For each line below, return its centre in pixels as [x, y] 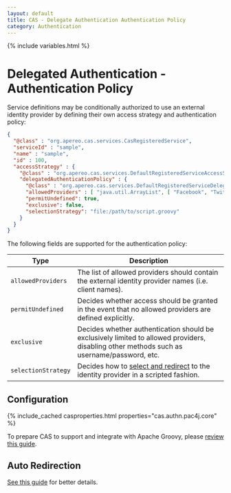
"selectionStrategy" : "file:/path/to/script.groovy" [102, 211]
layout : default [30, 13]
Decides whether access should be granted [147, 301]
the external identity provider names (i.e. [143, 281]
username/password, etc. [119, 355]
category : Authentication [44, 26]
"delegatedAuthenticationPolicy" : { [74, 180]
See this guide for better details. [53, 482]
